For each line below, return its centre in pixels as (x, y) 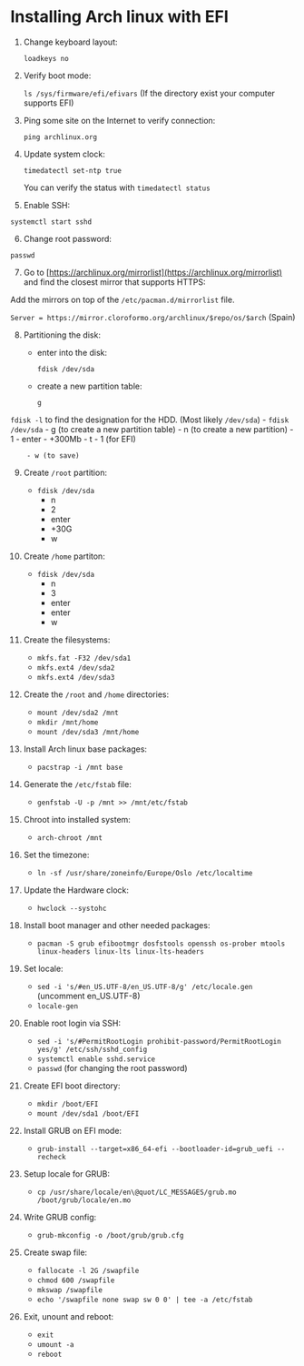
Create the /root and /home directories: (96, 694)
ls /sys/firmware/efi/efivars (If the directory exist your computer (149, 93)
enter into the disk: (72, 352)
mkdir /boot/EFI (68, 1104)
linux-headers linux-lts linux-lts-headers (121, 951)
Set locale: (43, 968)
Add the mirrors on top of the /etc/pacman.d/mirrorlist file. (123, 299)
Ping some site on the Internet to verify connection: (119, 120)
